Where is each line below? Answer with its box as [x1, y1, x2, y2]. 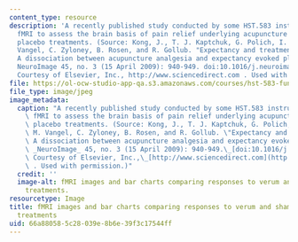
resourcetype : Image [9, 194, 86, 204]
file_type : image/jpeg [9, 87, 93, 96]
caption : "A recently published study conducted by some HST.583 [17, 104, 264, 113]
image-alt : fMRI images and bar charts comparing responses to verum [17, 178, 279, 187]
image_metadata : [9, 95, 69, 105]
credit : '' [17, 169, 58, 178]
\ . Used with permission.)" [25, 161, 133, 170]
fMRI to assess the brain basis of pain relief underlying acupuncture [17, 29, 288, 38]
